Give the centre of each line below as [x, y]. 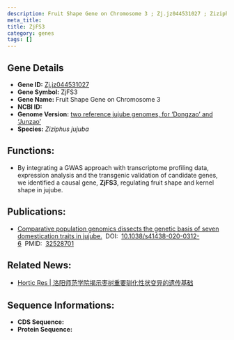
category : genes [31, 33]
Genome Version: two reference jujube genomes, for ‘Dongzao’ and [115, 114]
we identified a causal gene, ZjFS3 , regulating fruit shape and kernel [116, 183]
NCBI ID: [30, 107]
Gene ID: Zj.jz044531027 [53, 84]
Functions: [31, 151]
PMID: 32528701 [49, 243]
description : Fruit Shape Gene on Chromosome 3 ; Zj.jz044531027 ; [107, 14]
